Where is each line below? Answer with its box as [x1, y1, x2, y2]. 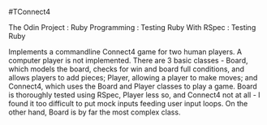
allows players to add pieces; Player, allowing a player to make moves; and [8, 73, 258, 82]
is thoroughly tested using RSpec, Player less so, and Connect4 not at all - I [8, 90, 261, 100]
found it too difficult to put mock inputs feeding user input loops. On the [8, 99, 248, 108]
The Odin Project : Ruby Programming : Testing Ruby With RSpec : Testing [8, 23, 256, 32]
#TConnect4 [8, 7, 51, 16]
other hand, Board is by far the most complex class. [8, 107, 181, 117]
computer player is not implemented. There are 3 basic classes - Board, [8, 56, 249, 65]
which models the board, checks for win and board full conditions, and [8, 64, 245, 74]
